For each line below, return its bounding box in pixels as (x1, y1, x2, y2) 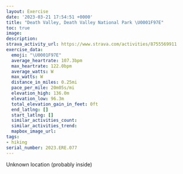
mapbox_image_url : (11, 128, 57, 135)
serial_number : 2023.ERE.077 (6, 145, 77, 151)
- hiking (6, 139, 28, 145)
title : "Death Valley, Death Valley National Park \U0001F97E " (6, 19, 164, 25)
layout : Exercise (6, 8, 49, 15)
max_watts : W (11, 74, 43, 80)
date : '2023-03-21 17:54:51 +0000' (6, 14, 93, 20)
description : (6, 36, 38, 42)
